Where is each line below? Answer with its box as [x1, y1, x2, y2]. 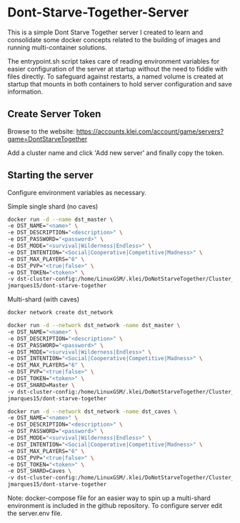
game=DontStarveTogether [7, 134, 88, 143]
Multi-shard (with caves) [7, 295, 80, 304]
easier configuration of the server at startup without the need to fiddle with [7, 64, 228, 73]
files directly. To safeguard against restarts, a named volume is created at [7, 72, 224, 81]
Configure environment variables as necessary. [7, 188, 146, 196]
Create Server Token [7, 108, 101, 120]
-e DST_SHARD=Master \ [7, 382, 75, 389]
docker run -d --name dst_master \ [7, 216, 114, 223]
